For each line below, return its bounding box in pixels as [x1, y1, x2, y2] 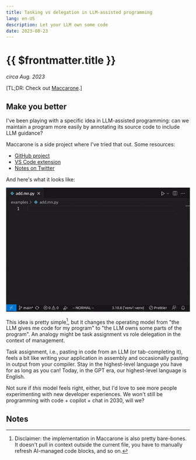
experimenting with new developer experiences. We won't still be [6, 391, 163, 398]
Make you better [6, 101, 67, 111]
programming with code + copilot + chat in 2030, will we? [6, 397, 145, 404]
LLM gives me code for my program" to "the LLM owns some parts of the [6, 325, 182, 332]
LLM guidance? [6, 129, 43, 136]
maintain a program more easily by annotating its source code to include [6, 123, 180, 130]
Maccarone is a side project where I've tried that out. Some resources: [6, 141, 176, 147]
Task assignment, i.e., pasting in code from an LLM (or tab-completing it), [6, 348, 183, 355]
